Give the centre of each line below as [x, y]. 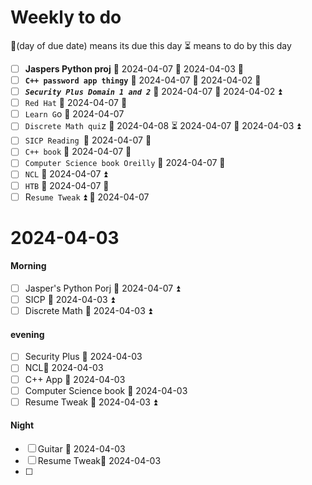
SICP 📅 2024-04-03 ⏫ [69, 300]
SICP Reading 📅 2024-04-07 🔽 [88, 140]
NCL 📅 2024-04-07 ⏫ [66, 174]
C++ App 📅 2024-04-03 [75, 379]
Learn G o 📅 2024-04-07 [74, 114]
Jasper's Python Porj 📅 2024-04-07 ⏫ [102, 288]
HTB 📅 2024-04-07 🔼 [67, 185]
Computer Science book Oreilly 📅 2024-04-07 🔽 [125, 163]
